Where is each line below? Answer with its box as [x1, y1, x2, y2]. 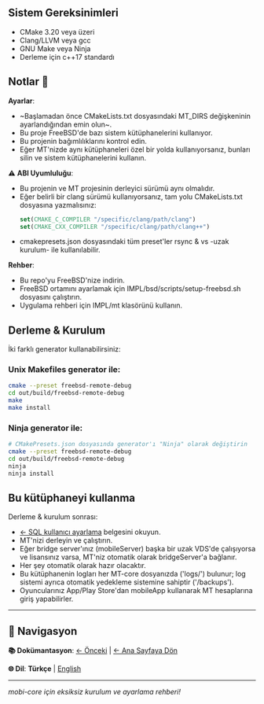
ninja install [8, 470, 55, 477]
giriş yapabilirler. [19, 594, 74, 604]
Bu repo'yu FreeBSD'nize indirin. [19, 275, 126, 286]
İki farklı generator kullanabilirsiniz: [8, 345, 121, 354]
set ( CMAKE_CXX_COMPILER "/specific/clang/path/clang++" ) [19, 223, 211, 230]
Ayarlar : [8, 96, 35, 105]
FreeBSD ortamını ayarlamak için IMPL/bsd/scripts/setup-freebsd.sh [19, 284, 241, 293]
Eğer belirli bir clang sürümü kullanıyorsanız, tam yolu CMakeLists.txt [19, 192, 244, 201]
